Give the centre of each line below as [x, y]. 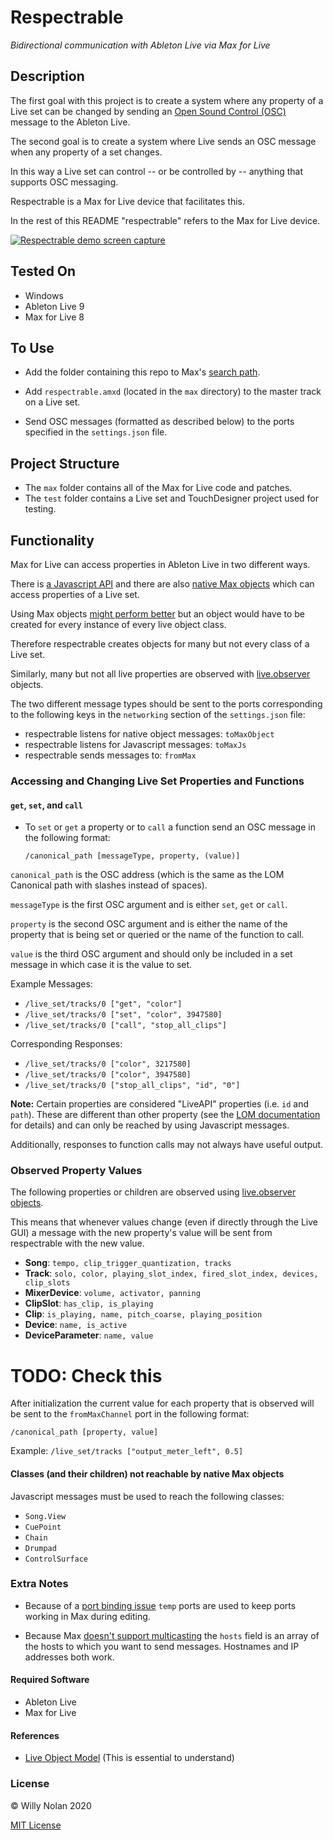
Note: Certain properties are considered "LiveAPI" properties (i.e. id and [160, 1104]
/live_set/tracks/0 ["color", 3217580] [108, 1064]
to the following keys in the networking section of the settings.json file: [158, 714]
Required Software [50, 1680]
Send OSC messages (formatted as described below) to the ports [159, 422]
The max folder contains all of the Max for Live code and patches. [158, 488]
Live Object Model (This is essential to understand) [129, 1758]
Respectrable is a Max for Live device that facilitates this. [128, 201]
